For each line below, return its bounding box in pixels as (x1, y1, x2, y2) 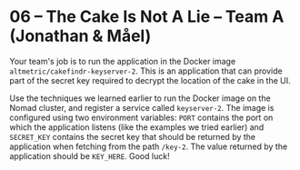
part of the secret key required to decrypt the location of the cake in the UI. (9, 75, 291, 85)
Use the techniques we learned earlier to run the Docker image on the (9, 93, 271, 104)
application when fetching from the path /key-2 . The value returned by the (9, 141, 288, 152)
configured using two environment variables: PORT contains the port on (9, 112, 274, 123)
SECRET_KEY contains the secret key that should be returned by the (9, 131, 256, 142)
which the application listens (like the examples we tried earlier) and (9, 121, 265, 133)
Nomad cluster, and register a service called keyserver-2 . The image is (9, 102, 275, 113)
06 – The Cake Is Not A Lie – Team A (9, 6, 285, 27)
